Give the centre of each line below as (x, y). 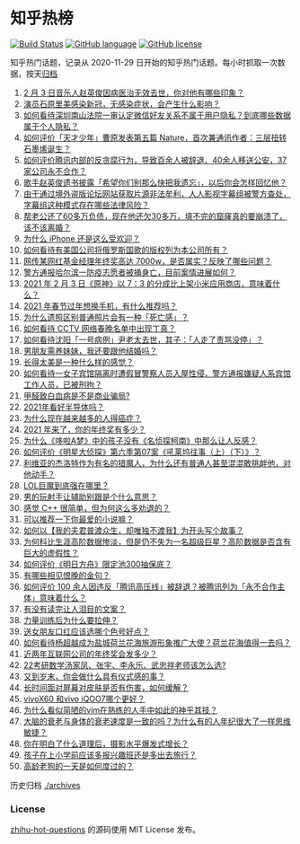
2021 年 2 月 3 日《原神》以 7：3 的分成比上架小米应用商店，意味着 (148, 283)
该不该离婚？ (47, 227)
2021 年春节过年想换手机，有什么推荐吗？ (100, 305)
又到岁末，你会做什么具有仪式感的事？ (94, 676)
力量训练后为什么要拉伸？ (71, 620)
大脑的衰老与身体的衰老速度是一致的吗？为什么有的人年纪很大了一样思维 (157, 721)
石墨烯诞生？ (47, 148)
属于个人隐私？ (51, 126)
